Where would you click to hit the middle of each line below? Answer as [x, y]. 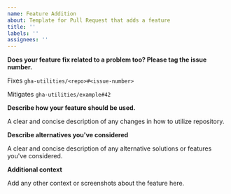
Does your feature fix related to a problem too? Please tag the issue [107, 60]
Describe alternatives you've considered [68, 135]
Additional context [35, 169]
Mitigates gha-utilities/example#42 [59, 95]
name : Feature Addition [42, 14]
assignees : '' [28, 40]
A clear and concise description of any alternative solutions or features [110, 148]
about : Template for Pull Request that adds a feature [89, 20]
